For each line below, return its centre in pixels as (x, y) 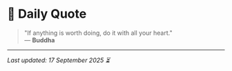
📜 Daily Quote (47, 14)
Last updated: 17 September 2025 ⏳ (59, 60)
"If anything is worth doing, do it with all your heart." (98, 33)
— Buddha (39, 40)
